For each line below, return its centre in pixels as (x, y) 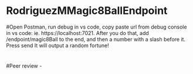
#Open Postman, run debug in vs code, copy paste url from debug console (97, 27)
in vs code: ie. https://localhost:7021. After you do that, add (78, 33)
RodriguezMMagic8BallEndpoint (87, 11)
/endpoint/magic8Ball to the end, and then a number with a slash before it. (96, 39)
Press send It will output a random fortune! (58, 45)
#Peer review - (24, 66)
